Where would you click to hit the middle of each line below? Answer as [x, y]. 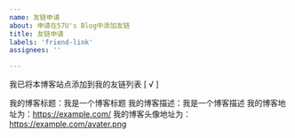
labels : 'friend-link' [51, 42]
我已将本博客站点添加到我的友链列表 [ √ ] [84, 84]
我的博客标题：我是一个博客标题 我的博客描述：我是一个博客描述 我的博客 [144, 103]
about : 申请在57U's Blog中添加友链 [70, 26]
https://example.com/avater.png [68, 124]
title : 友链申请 [36, 34]
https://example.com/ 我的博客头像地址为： [112, 114]
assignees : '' [36, 50]
